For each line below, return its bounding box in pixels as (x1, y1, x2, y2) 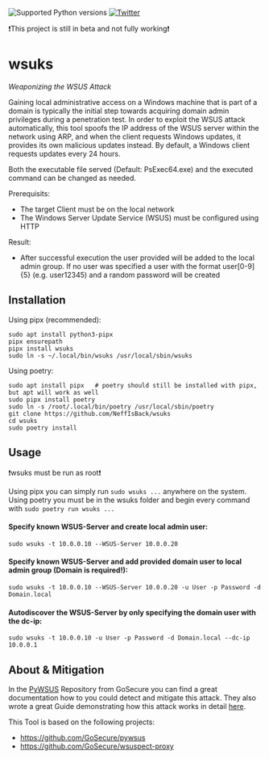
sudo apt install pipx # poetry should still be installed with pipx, (8, 381, 258, 389)
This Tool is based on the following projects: (8, 717, 155, 727)
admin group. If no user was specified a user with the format (19, 261, 221, 270)
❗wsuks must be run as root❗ (8, 468, 101, 477)
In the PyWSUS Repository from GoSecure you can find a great (8, 684, 217, 694)
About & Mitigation (8, 663, 105, 677)
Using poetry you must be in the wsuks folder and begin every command (8, 495, 250, 505)
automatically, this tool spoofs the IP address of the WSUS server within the (8, 123, 259, 132)
